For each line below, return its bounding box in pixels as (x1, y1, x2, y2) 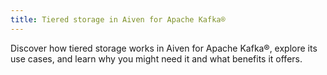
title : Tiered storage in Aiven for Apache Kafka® (10, 14, 226, 25)
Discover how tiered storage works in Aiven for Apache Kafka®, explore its (10, 42, 318, 54)
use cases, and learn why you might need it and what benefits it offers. (10, 52, 303, 65)
